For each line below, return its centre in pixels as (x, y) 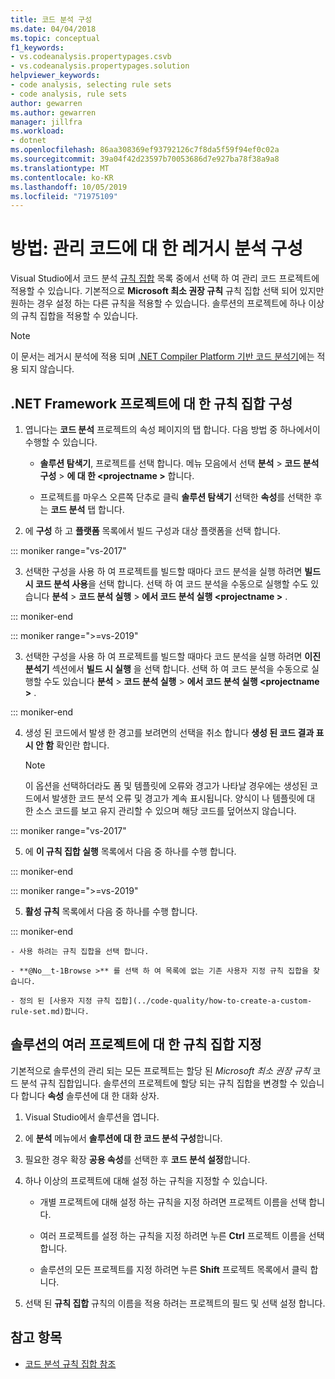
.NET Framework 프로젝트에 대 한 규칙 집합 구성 (151, 403)
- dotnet (28, 141)
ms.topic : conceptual (55, 38)
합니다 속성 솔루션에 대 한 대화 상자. (90, 1095)
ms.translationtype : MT (60, 168)
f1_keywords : (37, 47)
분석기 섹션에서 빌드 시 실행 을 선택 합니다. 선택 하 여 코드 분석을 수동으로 (167, 669)
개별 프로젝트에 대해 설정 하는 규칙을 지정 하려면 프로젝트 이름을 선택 (173, 1202)
